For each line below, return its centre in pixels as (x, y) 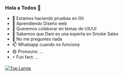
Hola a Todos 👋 (23, 8)
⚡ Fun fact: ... (25, 57)
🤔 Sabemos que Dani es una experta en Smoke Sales (65, 34)
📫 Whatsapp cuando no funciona (46, 45)
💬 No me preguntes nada (37, 39)
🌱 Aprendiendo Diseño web (39, 23)
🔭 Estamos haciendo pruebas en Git (48, 19)
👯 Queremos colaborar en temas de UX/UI (54, 29)
